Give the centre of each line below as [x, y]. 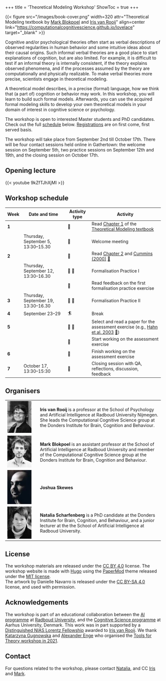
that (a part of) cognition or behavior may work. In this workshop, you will [80, 94]
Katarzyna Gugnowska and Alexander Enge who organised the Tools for [78, 635]
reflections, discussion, [115, 368]
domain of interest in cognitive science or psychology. [60, 109]
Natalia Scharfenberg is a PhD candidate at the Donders [98, 515]
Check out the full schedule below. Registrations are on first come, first [77, 124]
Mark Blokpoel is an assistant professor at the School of [97, 444]
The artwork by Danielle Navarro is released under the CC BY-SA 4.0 [75, 581]
